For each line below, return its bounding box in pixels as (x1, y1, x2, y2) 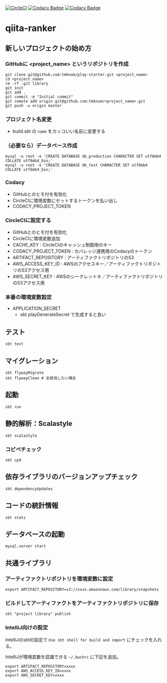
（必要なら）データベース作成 (5, 142, 78, 149)
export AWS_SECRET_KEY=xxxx (5, 672, 65, 678)
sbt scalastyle (5, 433, 37, 438)
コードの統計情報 (5, 501, 59, 510)
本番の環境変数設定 (5, 294, 52, 301)
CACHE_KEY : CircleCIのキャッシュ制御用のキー (12, 242, 113, 248)
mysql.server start (5, 544, 46, 549)
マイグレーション (5, 356, 59, 365)
